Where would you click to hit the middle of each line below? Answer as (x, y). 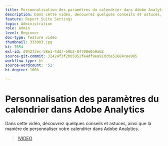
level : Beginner (22, 33)
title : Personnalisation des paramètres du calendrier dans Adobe (76, 10)
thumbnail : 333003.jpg (29, 42)
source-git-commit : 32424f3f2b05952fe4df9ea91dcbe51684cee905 (71, 56)
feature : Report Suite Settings (39, 19)
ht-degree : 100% (22, 70)
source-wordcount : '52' (30, 65)
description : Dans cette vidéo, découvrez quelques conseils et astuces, (84, 14)
